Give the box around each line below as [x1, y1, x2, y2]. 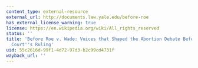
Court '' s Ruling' [11, 42, 54, 48]
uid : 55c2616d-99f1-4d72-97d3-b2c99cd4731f [6, 47, 115, 53]
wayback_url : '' [6, 53, 46, 59]
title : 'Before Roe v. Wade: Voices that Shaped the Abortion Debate [6, 36, 181, 42]
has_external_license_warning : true [6, 20, 96, 25]
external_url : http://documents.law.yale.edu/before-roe [6, 14, 149, 20]
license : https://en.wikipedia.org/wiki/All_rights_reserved [6, 25, 160, 31]
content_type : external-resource [6, 8, 88, 15]
